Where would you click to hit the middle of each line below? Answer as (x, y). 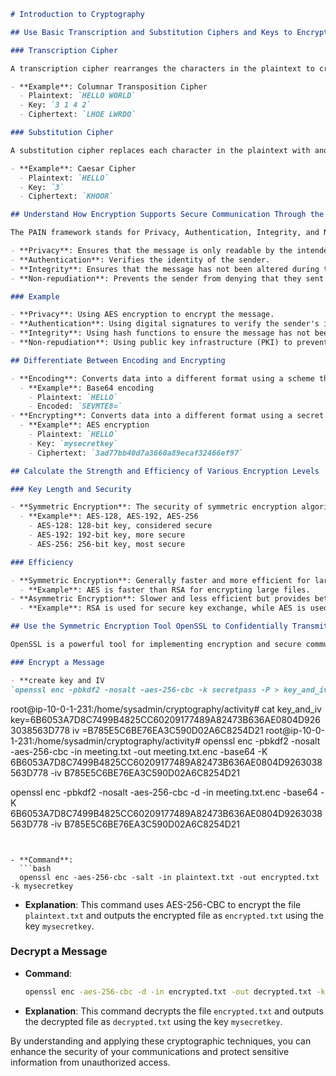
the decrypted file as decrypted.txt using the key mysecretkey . (153, 1021)
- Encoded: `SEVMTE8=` (75, 406)
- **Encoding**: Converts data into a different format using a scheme (162, 378)
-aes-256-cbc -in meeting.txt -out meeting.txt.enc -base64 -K (139, 751)
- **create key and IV (57, 680)
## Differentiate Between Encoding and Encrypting (118, 360)
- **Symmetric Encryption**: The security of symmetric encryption (154, 507)
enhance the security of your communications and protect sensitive (150, 1051)
